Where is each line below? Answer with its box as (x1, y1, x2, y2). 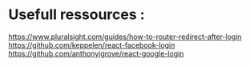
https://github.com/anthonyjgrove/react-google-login (8, 49, 184, 58)
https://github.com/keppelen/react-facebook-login (8, 40, 175, 49)
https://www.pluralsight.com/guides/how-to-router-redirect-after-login (8, 32, 242, 41)
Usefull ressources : (8, 6, 146, 24)
